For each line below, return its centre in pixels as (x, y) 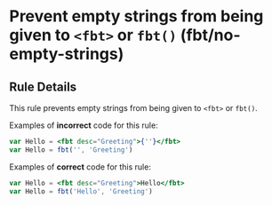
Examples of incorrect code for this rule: (84, 125)
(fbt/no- (211, 35)
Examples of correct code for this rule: (80, 167)
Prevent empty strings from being (136, 16)
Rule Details (43, 87)
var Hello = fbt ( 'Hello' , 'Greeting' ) (81, 191)
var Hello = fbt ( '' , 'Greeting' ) (71, 150)
